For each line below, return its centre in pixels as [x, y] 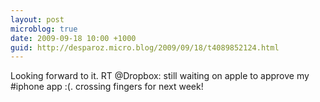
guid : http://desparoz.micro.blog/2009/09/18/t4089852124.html [145, 47]
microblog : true [44, 29]
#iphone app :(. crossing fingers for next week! [107, 87]
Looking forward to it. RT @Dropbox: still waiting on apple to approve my [160, 76]
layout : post [37, 19]
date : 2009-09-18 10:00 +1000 [73, 38]
